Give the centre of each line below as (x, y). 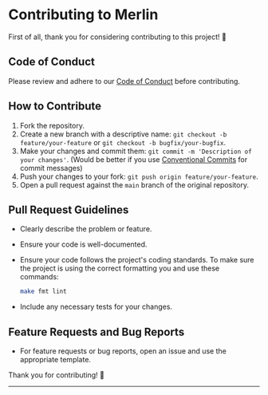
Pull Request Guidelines (69, 209)
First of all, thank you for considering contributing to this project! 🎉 (118, 37)
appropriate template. (55, 360)
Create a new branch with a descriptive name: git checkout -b (123, 134)
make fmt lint (43, 292)
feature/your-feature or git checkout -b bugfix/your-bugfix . (122, 142)
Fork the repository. (52, 125)
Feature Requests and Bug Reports (97, 332)
